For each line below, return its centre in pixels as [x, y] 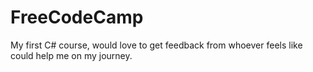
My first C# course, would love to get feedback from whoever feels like [156, 45]
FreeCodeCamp [77, 17]
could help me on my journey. [71, 55]
